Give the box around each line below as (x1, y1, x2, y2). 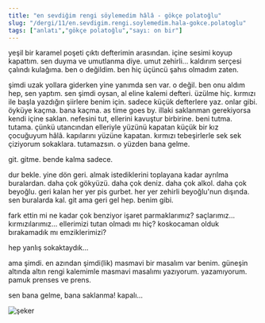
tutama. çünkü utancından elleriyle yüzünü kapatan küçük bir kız (8, 122, 219, 132)
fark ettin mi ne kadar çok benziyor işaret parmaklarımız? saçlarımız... (8, 211, 236, 221)
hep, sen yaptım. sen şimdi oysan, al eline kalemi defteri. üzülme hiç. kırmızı (8, 89, 256, 98)
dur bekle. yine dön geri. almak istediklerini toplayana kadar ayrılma (8, 170, 229, 179)
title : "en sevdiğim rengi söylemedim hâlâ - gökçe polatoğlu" (8, 11, 222, 20)
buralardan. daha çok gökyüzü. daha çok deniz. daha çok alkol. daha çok (8, 179, 248, 188)
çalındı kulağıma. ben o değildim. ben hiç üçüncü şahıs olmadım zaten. (8, 65, 240, 75)
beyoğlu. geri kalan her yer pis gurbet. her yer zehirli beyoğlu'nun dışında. (8, 187, 250, 197)
